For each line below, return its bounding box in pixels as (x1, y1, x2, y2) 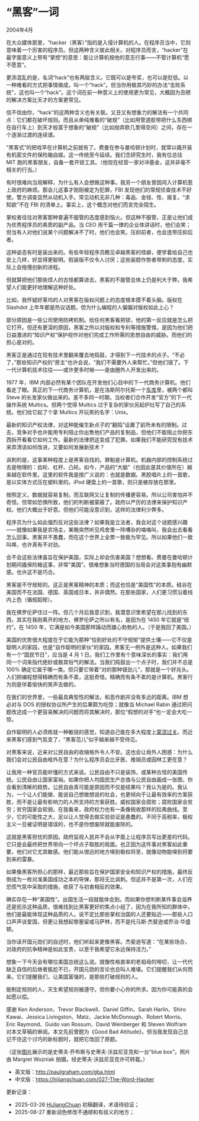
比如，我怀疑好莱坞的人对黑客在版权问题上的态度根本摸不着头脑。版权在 (6, 296, 182, 303)
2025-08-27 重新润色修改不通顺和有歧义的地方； (14, 1108, 135, 1116)
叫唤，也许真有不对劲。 (6, 541, 63, 548)
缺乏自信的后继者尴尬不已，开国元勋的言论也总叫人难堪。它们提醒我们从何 (6, 965, 188, 973)
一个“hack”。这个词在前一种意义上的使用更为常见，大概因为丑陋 (34, 89, 191, 96)
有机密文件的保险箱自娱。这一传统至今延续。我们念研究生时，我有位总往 (6, 151, 182, 158)
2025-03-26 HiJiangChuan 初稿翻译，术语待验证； (14, 1101, 140, 1108)
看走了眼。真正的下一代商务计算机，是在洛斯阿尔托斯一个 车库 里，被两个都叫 (6, 386, 193, 393)
